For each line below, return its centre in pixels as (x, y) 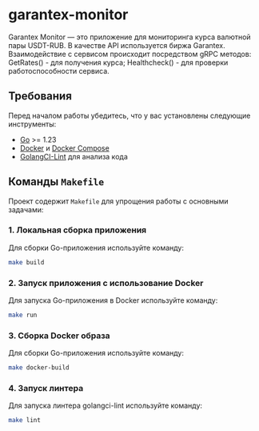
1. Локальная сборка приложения (78, 230)
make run (23, 315)
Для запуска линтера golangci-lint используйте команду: (105, 405)
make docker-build (39, 368)
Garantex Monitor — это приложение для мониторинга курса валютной (129, 37)
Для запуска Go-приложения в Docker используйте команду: (113, 300)
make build (26, 262)
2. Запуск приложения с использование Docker (106, 283)
